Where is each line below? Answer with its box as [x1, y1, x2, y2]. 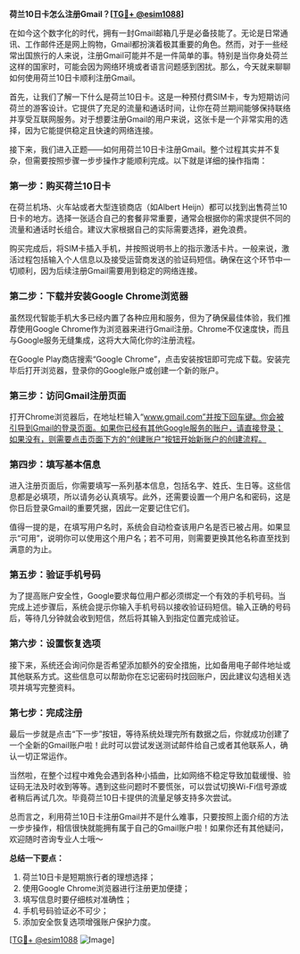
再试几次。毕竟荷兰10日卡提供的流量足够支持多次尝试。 [32, 792, 237, 804]
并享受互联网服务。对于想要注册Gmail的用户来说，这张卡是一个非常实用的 [9, 114, 281, 124]
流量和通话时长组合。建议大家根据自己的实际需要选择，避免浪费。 [9, 224, 252, 235]
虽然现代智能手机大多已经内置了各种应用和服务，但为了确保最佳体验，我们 [9, 312, 283, 323]
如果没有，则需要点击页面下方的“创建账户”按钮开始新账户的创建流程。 [9, 433, 267, 444]
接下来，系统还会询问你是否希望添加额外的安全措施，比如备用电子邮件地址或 [9, 660, 291, 670]
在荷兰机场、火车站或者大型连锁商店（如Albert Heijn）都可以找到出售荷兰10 [9, 201, 287, 213]
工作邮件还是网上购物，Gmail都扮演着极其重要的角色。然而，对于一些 [24, 39, 281, 49]
